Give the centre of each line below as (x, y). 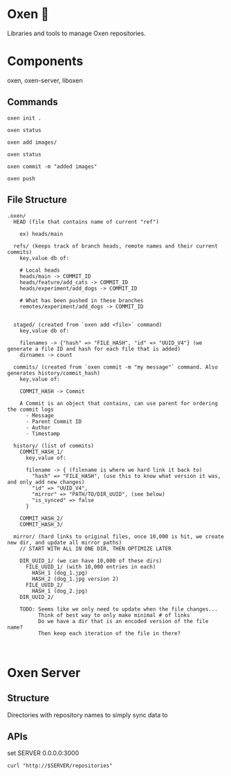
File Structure (37, 200)
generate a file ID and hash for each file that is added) (94, 349)
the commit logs (30, 409)
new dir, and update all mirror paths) (65, 542)
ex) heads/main (41, 234)
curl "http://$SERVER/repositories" (60, 766)
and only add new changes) (46, 482)
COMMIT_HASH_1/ (41, 452)
